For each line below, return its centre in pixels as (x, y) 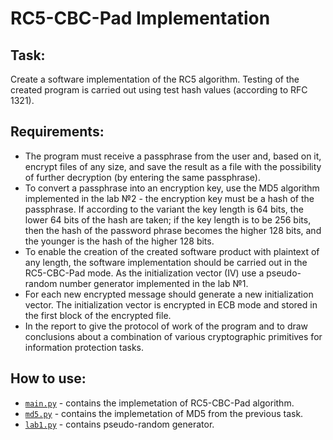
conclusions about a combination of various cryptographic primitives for (173, 336)
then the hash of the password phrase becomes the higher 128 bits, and (173, 230)
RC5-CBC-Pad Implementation (140, 18)
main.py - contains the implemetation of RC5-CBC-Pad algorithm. (159, 403)
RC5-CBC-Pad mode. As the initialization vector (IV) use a (144, 273)
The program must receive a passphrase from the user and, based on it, (173, 156)
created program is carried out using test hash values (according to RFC (159, 90)
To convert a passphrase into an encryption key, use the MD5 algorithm (172, 188)
